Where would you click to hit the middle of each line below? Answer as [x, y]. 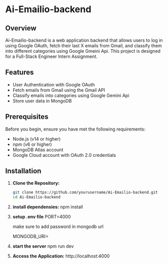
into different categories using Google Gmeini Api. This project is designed [83, 51]
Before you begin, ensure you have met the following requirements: [75, 129]
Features [19, 72]
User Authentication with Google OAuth [54, 84]
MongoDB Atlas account [38, 150]
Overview [21, 28]
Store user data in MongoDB [42, 101]
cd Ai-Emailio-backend [36, 197]
